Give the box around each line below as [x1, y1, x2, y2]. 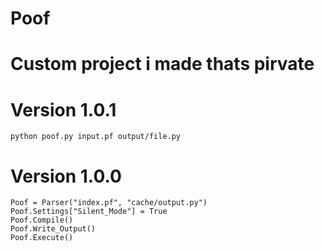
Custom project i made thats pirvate [10, 53, 315, 76]
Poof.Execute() [10, 233, 74, 243]
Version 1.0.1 [10, 98, 117, 121]
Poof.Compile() [10, 215, 74, 226]
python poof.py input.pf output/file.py [10, 132, 182, 142]
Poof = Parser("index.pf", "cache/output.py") [10, 198, 208, 208]
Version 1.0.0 [10, 165, 122, 187]
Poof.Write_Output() [10, 224, 97, 234]
